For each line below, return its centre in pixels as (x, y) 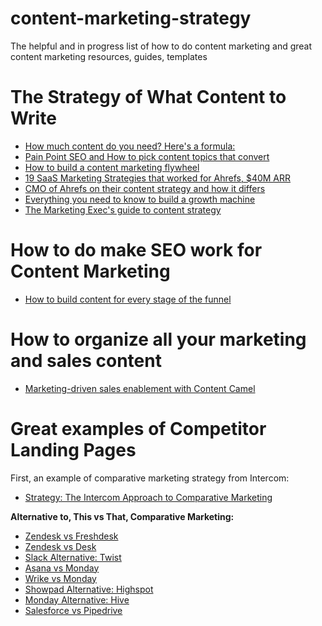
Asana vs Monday (62, 568)
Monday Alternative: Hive (77, 599)
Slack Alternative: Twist (73, 557)
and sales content (86, 361)
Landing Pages (73, 449)
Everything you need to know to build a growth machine (140, 199)
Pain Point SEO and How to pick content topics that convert (147, 156)
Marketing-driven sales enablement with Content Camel (140, 388)
